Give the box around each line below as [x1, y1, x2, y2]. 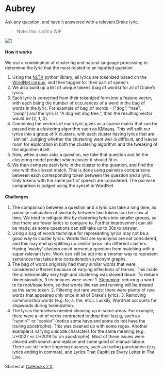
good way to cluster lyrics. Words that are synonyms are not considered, [12, 236, 158, 241]
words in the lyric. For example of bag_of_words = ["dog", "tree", [12, 105, 142, 111]
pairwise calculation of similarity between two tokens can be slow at [12, 210, 149, 216]
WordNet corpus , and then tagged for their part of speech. [12, 80, 130, 85]
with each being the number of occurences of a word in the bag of [12, 100, 146, 106]
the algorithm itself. [12, 147, 51, 153]
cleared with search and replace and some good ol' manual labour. [12, 339, 146, 345]
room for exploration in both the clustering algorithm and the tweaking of [12, 141, 158, 147]
